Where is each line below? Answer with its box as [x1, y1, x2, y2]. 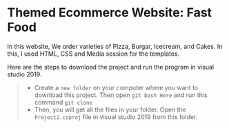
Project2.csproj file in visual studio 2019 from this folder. [34, 112, 198, 121]
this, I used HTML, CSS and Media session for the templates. [7, 50, 180, 58]
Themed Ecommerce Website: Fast [7, 5, 212, 21]
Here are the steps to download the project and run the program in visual [7, 63, 215, 71]
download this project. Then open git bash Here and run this [34, 91, 208, 99]
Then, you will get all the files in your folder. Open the [34, 105, 186, 114]
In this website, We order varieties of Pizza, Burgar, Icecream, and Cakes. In [7, 42, 223, 50]
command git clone [34, 98, 93, 106]
